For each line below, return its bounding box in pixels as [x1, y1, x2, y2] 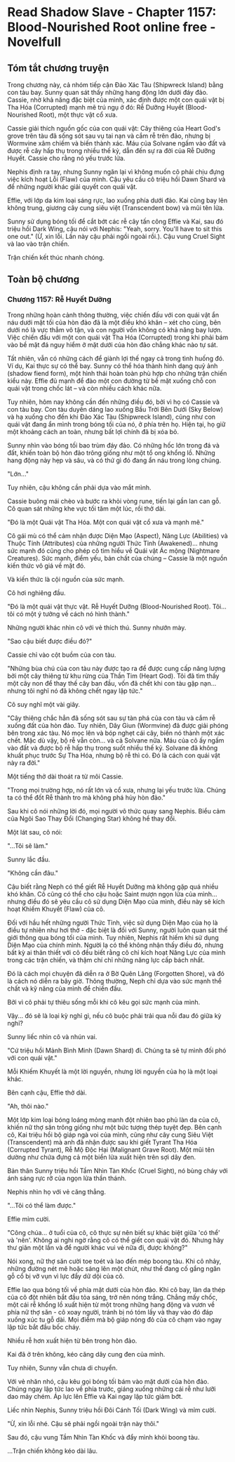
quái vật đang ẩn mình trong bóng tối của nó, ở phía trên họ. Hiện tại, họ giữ [7, 419, 226, 429]
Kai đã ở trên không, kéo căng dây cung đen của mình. [7, 1350, 166, 1358]
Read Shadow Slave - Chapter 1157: [7, 4, 217, 20]
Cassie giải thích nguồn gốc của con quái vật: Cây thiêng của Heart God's [7, 124, 221, 132]
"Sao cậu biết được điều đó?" [7, 637, 93, 645]
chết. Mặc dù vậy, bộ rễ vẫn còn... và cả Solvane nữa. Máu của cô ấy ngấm [7, 736, 224, 745]
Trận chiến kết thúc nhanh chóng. [7, 254, 105, 261]
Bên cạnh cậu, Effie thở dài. [7, 1088, 87, 1097]
